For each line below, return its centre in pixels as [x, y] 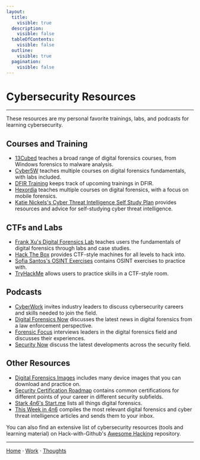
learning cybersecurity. [35, 125]
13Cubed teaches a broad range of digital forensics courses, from [96, 158]
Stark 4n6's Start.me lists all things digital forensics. [79, 403]
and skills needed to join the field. [56, 313]
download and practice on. [48, 384]
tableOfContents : [33, 39]
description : [28, 28]
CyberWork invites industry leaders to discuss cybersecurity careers [99, 306]
